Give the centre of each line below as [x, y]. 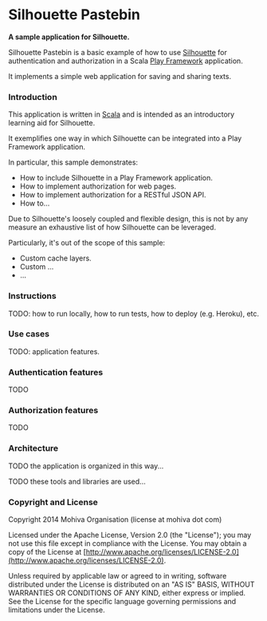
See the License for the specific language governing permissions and [122, 602]
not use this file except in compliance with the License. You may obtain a [128, 543]
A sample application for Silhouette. [69, 37]
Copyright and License [53, 502]
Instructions [33, 296]
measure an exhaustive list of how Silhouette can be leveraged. [112, 227]
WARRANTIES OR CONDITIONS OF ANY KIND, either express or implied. [127, 593]
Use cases [29, 334]
